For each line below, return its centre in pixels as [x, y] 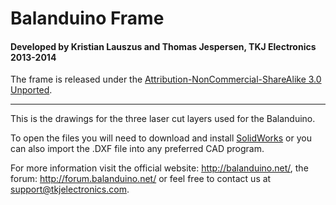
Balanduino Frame [87, 18]
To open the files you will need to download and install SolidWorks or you [161, 138]
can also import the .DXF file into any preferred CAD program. [137, 149]
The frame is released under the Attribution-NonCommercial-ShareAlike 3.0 [166, 79]
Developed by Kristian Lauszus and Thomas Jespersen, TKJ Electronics [163, 46]
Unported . [31, 90]
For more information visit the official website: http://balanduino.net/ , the [159, 168]
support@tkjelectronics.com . [70, 189]
